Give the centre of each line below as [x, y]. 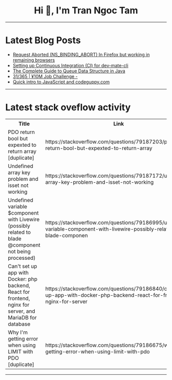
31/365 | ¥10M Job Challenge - [45, 76]
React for [19, 292]
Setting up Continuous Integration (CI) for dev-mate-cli [71, 65]
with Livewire [24, 219]
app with [18, 273]
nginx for [19, 305]
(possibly [19, 225]
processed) [22, 258]
